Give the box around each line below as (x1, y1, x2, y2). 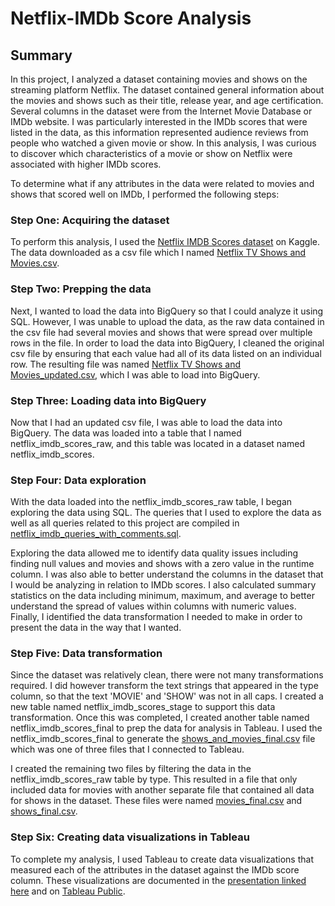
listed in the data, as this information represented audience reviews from (10, 127, 309, 138)
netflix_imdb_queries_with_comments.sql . (10, 528, 182, 540)
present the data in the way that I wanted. (10, 622, 182, 634)
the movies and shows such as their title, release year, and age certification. (10, 95, 324, 106)
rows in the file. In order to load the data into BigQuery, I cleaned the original (10, 337, 325, 349)
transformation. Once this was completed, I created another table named (10, 712, 310, 724)
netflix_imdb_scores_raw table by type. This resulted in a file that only (10, 773, 298, 786)
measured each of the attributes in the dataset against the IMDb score (10, 863, 300, 876)
